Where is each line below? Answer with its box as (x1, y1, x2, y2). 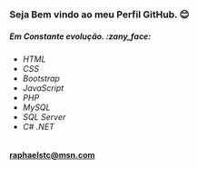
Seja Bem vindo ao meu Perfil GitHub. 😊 (9, 8, 190, 21)
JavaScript (22, 82, 64, 94)
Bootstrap (22, 73, 61, 84)
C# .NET (22, 121, 54, 132)
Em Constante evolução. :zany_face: (9, 31, 152, 42)
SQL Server (22, 111, 66, 122)
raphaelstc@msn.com (9, 149, 95, 160)
